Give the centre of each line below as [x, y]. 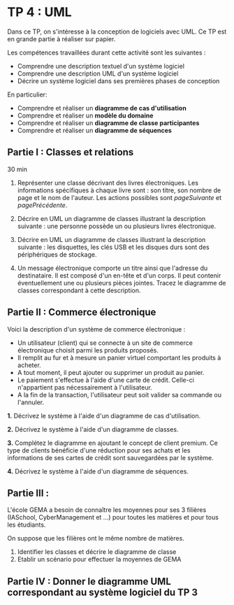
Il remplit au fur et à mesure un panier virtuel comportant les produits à [119, 357]
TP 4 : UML [39, 12]
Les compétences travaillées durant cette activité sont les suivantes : [107, 52]
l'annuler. [31, 402]
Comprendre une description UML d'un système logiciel [98, 73]
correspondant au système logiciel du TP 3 [102, 592]
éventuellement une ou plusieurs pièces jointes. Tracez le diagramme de [122, 283]
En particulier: [27, 94]
